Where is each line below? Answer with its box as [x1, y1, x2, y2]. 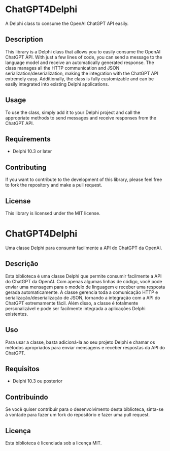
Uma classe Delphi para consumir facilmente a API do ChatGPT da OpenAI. [5, 245, 162, 251]
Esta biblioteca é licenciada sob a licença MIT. [5, 440, 102, 446]
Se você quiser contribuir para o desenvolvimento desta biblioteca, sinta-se [5, 406, 164, 412]
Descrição [5, 259, 39, 268]
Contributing [5, 163, 47, 171]
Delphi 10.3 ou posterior [12, 378, 63, 384]
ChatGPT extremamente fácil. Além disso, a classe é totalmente [5, 300, 139, 306]
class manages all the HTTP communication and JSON [5, 65, 120, 71]
